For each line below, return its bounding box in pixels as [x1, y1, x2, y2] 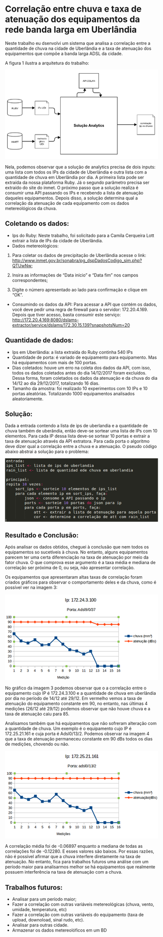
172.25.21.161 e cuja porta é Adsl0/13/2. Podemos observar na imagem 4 [5, 731, 149, 737]
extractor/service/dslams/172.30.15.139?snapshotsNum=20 [12, 322, 130, 328]
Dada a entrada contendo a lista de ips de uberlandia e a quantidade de [5, 423, 148, 429]
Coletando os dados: [5, 219, 69, 228]
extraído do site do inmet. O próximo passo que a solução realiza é [5, 185, 139, 191]
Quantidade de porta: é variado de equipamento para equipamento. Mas [12, 354, 157, 360]
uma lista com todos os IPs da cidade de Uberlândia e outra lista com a [5, 169, 147, 175]
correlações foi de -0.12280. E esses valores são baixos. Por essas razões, [5, 848, 154, 854]
